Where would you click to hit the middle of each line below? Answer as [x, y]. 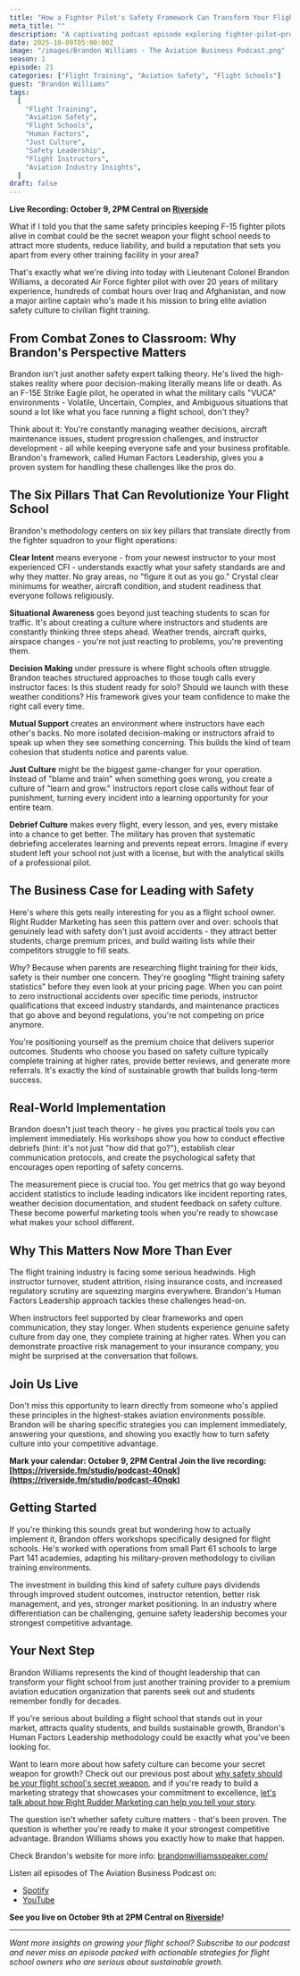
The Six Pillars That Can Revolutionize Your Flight [149, 496]
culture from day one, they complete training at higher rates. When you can [148, 1337]
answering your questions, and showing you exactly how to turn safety [139, 1434]
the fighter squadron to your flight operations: [93, 540]
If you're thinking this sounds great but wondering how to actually [130, 1529]
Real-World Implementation [88, 1108]
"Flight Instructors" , [67, 159]
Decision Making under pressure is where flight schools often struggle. [141, 668]
